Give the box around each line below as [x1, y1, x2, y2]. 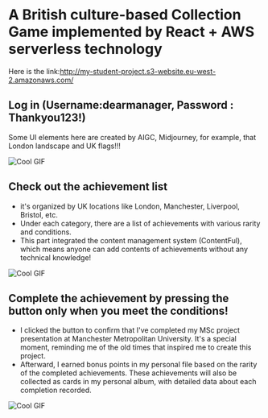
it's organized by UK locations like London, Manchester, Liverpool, [19, 201, 240, 211]
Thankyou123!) [8, 111, 86, 125]
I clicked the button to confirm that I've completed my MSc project [19, 325, 240, 335]
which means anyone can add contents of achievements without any [19, 244, 248, 254]
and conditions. [19, 227, 72, 237]
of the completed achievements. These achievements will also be [19, 368, 237, 378]
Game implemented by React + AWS [8, 23, 255, 41]
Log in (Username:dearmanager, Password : [8, 98, 234, 112]
